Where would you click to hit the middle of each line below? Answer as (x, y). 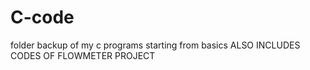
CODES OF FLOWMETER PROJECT (83, 55)
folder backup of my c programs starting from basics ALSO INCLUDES (155, 45)
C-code (42, 17)
